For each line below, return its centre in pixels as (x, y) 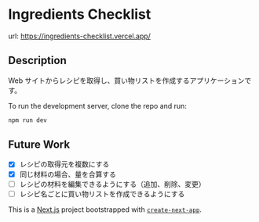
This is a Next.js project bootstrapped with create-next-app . (105, 209)
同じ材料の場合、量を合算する (67, 174)
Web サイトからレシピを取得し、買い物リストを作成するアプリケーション (126, 81)
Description (37, 61)
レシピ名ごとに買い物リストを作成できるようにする (102, 194)
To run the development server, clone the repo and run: (97, 106)
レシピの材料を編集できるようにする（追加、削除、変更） (112, 184)
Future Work (39, 145)
